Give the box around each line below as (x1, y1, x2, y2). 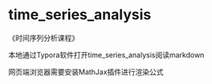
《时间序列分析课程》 (8, 33, 79, 42)
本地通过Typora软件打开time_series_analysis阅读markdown (8, 50, 205, 59)
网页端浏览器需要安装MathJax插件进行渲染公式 (8, 66, 164, 77)
